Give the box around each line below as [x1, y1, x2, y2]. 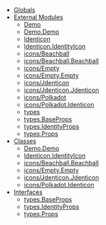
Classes [13, 137, 36, 145]
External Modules [13, 13, 64, 21]
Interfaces [13, 188, 43, 196]
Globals [13, 6, 36, 14]
